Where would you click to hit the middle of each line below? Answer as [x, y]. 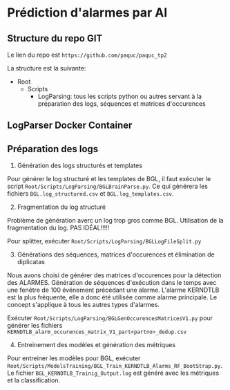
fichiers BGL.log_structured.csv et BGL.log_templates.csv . [90, 194]
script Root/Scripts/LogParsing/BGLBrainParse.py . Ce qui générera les [108, 186]
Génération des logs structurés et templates [80, 166]
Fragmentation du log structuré [61, 207]
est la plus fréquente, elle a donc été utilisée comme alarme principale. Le [112, 297]
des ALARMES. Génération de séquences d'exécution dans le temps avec [112, 283]
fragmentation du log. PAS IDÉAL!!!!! [58, 228]
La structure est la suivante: [47, 68]
